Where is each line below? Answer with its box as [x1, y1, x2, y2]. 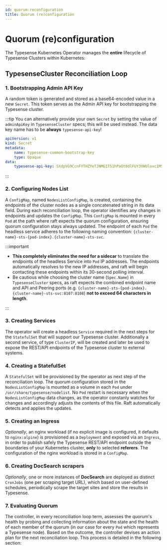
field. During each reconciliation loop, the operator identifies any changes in [5, 207, 161, 213]
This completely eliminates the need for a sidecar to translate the [12, 253, 149, 259]
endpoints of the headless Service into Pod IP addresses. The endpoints [12, 258, 159, 264]
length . [12, 295, 28, 301]
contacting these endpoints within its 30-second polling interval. [12, 269, 145, 275]
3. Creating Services [5, 317, 56, 324]
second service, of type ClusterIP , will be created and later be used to [5, 339, 150, 345]
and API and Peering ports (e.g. [12, 285, 77, 291]
